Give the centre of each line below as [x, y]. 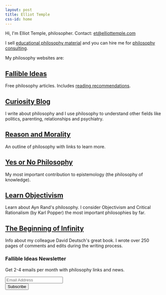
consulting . [17, 48]
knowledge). [18, 179]
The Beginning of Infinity [45, 228]
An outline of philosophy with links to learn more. [55, 146]
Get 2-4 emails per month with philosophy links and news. [65, 269]
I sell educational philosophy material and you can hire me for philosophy [80, 43]
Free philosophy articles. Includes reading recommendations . [68, 86]
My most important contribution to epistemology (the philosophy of [74, 174]
